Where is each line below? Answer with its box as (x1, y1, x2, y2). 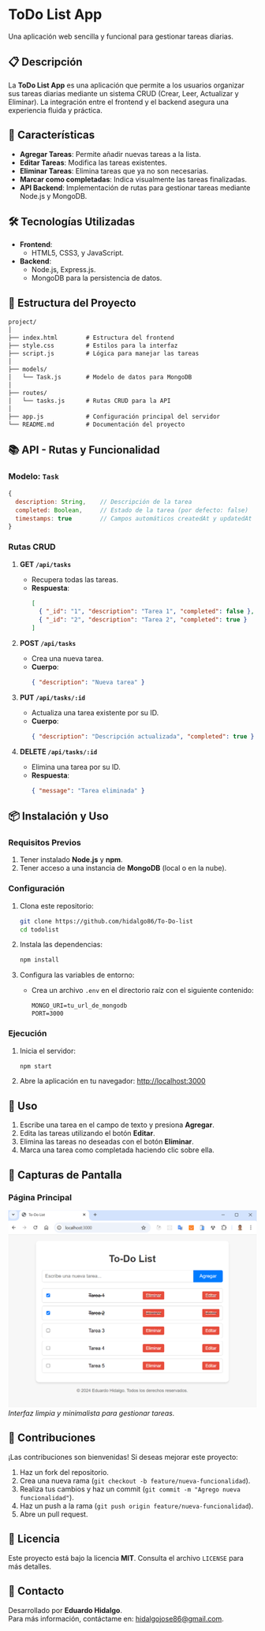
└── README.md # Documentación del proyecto (8, 420, 185, 429)
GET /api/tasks (19, 559, 72, 569)
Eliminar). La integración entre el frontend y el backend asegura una (8, 97, 229, 106)
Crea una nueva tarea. (31, 654, 104, 663)
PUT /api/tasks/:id (19, 692, 86, 702)
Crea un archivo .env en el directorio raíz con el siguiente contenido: (31, 986, 254, 995)
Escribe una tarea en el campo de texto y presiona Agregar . (19, 1120, 215, 1129)
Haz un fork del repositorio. (19, 1467, 109, 1476)
